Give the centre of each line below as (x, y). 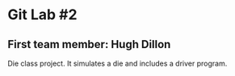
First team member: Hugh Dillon (89, 44)
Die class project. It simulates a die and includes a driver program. (117, 63)
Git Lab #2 (42, 15)
